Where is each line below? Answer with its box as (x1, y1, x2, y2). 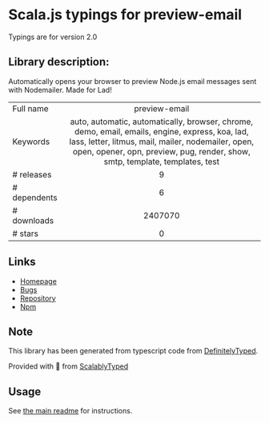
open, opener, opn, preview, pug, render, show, (72, 146, 251, 157)
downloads (12, 214, 54, 225)
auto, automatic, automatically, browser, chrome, (70, 116, 254, 127)
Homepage (19, 276, 58, 285)
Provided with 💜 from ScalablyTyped (8, 361, 129, 371)
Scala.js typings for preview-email (8, 6, 243, 24)
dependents (12, 192, 58, 203)
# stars (12, 228, 38, 239)
